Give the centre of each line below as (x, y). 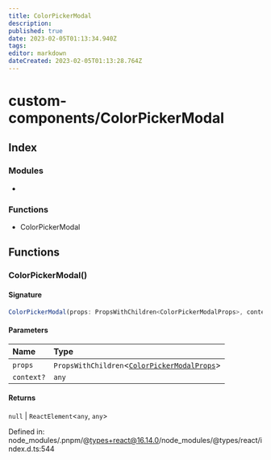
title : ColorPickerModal (50, 16)
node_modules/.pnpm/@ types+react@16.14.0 (84, 440)
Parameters (28, 330)
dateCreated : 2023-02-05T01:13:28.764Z (75, 61)
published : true (35, 31)
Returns (22, 398)
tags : (17, 46)
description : (30, 23)
